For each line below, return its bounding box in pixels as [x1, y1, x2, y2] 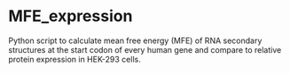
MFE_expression [8, 6, 133, 26]
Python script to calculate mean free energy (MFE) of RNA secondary [8, 35, 263, 46]
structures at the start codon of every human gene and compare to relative [8, 44, 282, 55]
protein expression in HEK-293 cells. [8, 54, 141, 64]
